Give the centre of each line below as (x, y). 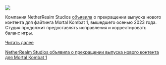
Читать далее (19, 42)
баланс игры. (19, 33)
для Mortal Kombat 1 (26, 57)
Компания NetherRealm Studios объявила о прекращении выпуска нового (83, 17)
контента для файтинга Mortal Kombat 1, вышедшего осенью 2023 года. (81, 22)
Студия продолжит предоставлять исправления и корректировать (76, 28)
